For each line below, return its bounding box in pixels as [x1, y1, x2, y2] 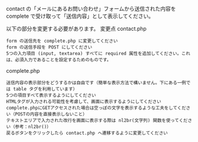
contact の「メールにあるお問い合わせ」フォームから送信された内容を [6, 5, 176, 12]
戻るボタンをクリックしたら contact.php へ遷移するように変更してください [6, 130, 168, 136]
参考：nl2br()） [14, 124, 51, 130]
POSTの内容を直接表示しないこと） [14, 111, 87, 117]
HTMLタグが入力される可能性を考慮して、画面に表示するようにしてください [6, 99, 161, 105]
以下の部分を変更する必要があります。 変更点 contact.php [6, 25, 147, 32]
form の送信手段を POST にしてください [6, 44, 93, 50]
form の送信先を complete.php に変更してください [6, 38, 118, 44]
